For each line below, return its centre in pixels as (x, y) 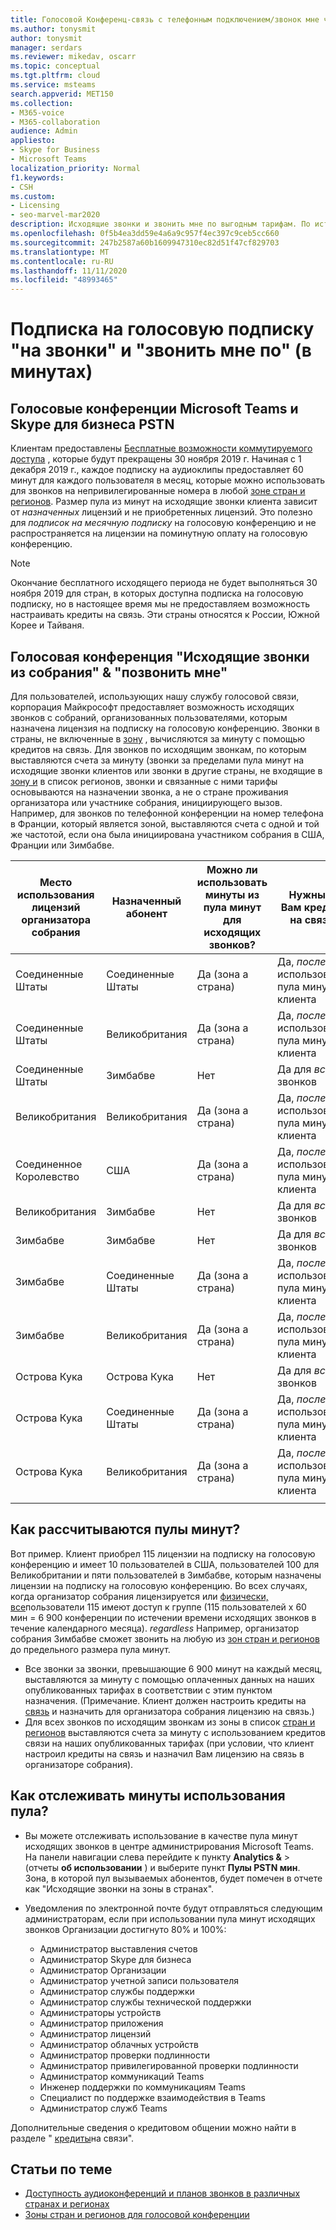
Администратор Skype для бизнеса (115, 1959)
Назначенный (146, 901)
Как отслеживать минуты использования (148, 1796)
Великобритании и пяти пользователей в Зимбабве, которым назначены (166, 1575)
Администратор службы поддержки (117, 1991)
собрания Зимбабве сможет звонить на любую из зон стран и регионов (165, 1638)
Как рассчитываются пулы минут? (125, 1529)
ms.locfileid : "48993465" (64, 280)
